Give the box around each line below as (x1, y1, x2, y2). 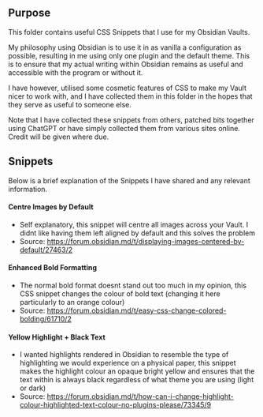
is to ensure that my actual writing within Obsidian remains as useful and (8, 59, 243, 69)
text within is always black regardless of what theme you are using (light (19, 375, 254, 385)
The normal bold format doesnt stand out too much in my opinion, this (19, 280, 246, 291)
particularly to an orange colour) (19, 298, 125, 307)
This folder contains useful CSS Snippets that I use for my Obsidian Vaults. (8, 27, 250, 36)
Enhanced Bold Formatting (8, 263, 97, 272)
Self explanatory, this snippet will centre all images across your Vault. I (19, 220, 249, 229)
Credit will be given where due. (8, 132, 109, 141)
